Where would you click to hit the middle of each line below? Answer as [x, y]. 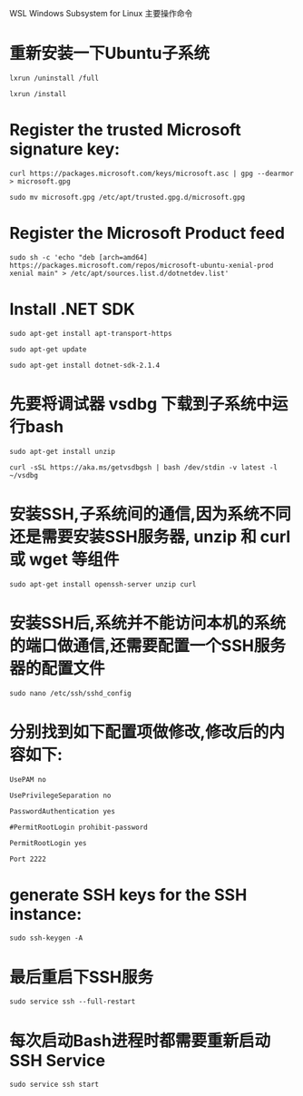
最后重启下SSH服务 [82, 977]
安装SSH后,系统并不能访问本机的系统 [147, 622]
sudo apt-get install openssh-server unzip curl [103, 584]
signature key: [65, 149]
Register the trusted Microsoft [126, 130]
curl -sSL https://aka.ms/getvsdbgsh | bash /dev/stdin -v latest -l [144, 467]
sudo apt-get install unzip [63, 451]
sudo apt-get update [49, 349]
